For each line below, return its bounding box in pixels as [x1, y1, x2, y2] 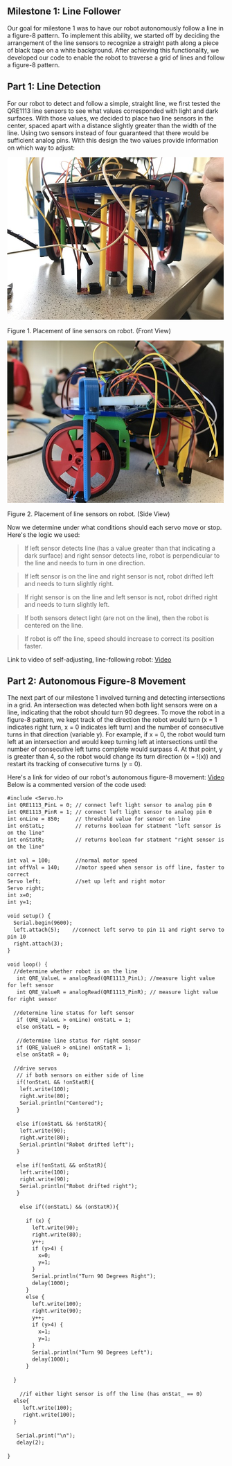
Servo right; [7, 885, 45, 892]
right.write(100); [22, 1411, 76, 1419]
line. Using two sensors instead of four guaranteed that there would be [7, 128, 209, 137]
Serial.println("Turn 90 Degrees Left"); [32, 1349, 154, 1357]
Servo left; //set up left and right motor [7, 878, 166, 885]
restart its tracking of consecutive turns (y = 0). [7, 760, 143, 768]
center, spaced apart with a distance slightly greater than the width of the [7, 121, 217, 130]
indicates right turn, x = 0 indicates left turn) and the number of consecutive [7, 723, 224, 732]
